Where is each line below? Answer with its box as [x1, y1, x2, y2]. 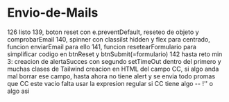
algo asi [7, 87, 30, 95]
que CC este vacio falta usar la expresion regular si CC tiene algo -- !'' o [7, 79, 214, 87]
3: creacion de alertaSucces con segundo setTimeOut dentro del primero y [7, 57, 221, 65]
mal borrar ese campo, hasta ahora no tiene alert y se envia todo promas [7, 71, 216, 80]
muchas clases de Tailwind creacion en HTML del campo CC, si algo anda [7, 65, 219, 73]
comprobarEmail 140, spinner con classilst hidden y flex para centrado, [7, 35, 210, 43]
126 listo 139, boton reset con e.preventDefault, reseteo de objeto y [7, 28, 199, 36]
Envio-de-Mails [7, 5, 99, 21]
